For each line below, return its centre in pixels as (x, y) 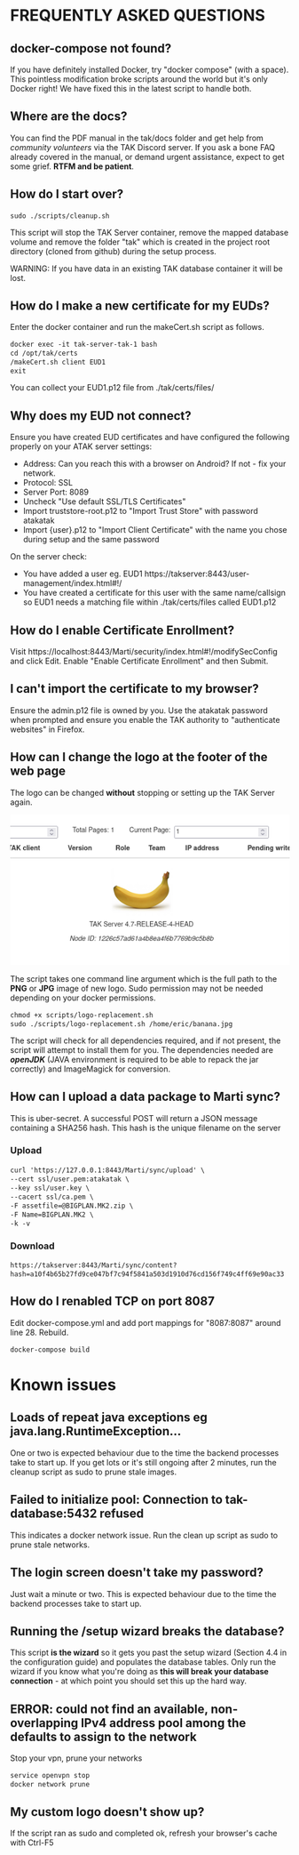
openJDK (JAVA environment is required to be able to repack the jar (134, 1059)
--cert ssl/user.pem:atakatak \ (70, 1179)
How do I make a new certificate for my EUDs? (140, 306)
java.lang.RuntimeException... (96, 1431)
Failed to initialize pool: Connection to (116, 1500)
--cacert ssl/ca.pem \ (52, 1197)
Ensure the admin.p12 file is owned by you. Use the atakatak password (139, 710)
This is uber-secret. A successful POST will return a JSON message (134, 1118)
